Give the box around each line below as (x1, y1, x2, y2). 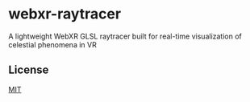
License (8, 63, 49, 77)
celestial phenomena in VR (8, 39, 97, 49)
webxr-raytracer (8, 5, 122, 23)
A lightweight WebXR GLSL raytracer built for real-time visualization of (8, 31, 242, 41)
